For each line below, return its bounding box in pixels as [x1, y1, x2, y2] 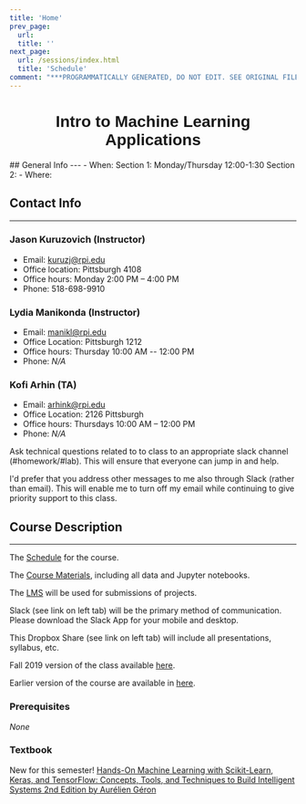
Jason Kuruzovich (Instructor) [9, 234, 146, 246]
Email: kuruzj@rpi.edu [22, 254, 106, 265]
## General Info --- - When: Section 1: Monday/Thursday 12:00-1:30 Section [9, 159, 296, 170]
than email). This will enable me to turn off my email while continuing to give [9, 483, 295, 494]
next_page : [9, 47, 51, 57]
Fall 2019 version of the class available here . [9, 660, 176, 671]
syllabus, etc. [9, 642, 59, 653]
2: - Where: [9, 169, 53, 180]
